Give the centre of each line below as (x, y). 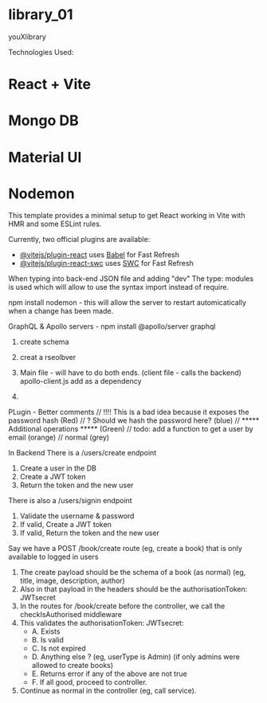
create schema (44, 342)
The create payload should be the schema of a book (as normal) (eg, (133, 572)
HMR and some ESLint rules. (55, 224)
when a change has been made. (61, 311)
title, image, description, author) (72, 581)
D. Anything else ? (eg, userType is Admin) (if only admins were (136, 657)
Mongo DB (43, 121)
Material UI (45, 157)
